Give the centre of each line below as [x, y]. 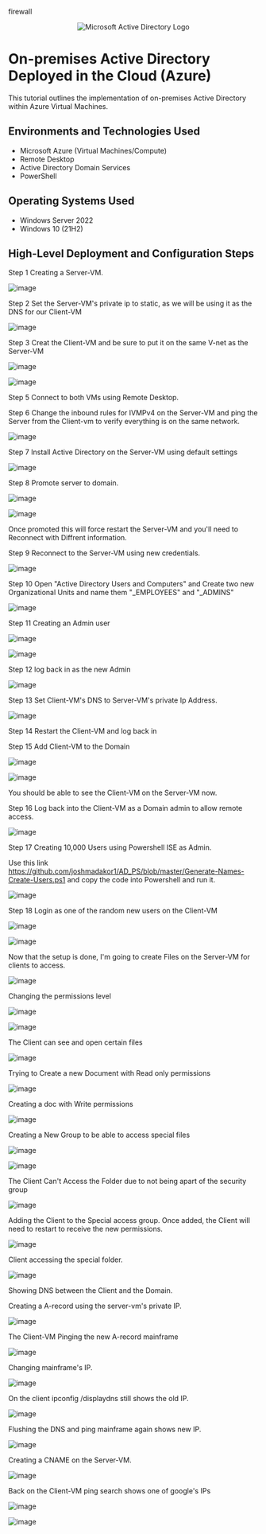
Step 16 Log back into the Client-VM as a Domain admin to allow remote [125, 808]
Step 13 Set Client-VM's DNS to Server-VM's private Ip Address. [113, 700]
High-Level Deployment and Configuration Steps [131, 253]
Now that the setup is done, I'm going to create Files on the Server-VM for [129, 957]
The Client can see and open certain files [75, 1042]
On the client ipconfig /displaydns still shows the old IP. [98, 1399]
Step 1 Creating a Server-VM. [56, 273]
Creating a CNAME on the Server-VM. [70, 1460]
